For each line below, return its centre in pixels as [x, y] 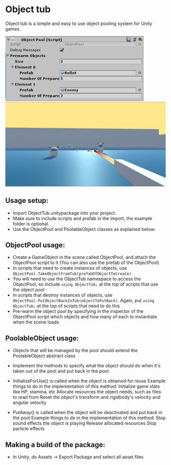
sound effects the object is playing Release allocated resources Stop [84, 423]
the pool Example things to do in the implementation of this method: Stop [89, 418]
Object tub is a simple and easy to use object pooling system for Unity [79, 23]
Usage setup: [27, 201]
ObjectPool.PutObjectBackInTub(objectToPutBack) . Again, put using [83, 301]
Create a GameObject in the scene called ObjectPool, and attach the [84, 257]
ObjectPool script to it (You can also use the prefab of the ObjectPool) [86, 263]
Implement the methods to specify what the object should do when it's [87, 366]
